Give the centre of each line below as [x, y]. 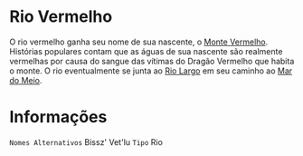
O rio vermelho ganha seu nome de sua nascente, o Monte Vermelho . [139, 42]
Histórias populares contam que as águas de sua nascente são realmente [146, 51]
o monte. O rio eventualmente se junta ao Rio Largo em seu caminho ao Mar [151, 71]
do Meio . [26, 80]
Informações [58, 117]
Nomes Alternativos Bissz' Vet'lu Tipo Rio [86, 141]
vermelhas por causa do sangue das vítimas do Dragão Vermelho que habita [152, 61]
